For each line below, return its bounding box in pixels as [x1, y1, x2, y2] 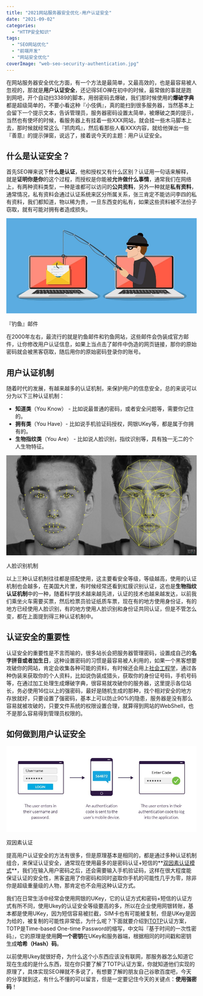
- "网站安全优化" [11, 54, 50, 60]
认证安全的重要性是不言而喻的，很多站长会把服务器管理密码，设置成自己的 [6, 649, 192, 657]
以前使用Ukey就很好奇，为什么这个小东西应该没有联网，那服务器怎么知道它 [6, 953, 194, 960]
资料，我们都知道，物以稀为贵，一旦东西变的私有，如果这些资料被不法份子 [11, 198, 197, 205]
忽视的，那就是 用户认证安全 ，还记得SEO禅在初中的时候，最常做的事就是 [6, 86, 187, 94]
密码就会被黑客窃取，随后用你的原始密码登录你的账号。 [6, 348, 144, 356]
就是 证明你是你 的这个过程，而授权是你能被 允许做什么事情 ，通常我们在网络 [6, 176, 192, 183]
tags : [6, 35, 20, 42]
